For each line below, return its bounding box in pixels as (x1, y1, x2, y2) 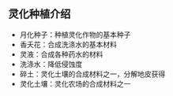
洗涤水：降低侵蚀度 (19, 59, 83, 68)
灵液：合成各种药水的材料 (19, 50, 103, 59)
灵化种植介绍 (8, 7, 71, 21)
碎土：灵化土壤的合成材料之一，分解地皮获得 (19, 69, 166, 79)
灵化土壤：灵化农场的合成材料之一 (19, 79, 131, 88)
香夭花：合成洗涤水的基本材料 (19, 39, 117, 49)
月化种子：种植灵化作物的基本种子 (19, 30, 131, 39)
